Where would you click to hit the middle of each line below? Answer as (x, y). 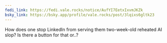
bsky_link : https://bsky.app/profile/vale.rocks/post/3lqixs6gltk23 (80, 15)
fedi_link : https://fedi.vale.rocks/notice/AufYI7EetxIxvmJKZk (74, 10)
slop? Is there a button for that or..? (42, 35)
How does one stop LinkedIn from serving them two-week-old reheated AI (83, 29)
